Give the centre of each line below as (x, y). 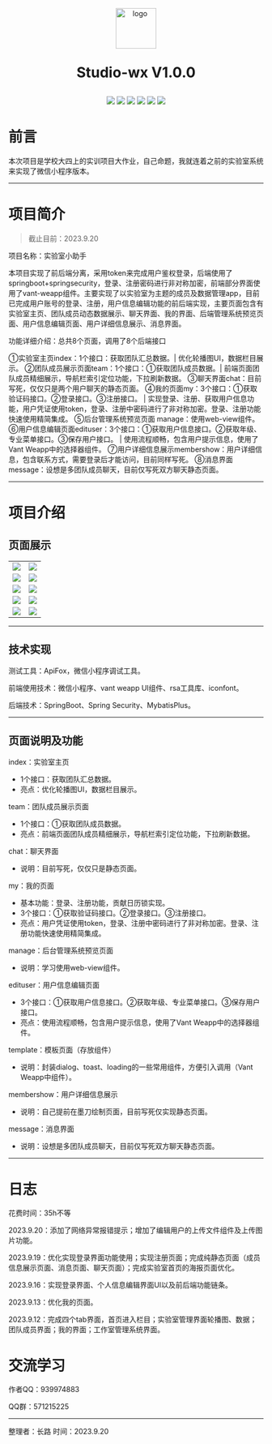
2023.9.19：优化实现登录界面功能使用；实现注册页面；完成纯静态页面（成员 (134, 1258)
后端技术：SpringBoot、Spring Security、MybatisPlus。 (102, 705)
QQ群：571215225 (39, 1407)
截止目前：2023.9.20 (63, 238)
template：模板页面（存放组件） (62, 1049)
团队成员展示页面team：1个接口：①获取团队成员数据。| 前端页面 (144, 368)
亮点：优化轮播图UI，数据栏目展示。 (81, 789)
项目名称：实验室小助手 (47, 255)
